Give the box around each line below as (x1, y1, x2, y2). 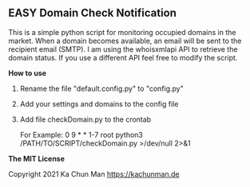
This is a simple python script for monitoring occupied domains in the (8, 27, 236, 37)
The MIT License (8, 154, 65, 163)
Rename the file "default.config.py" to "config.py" (19, 84, 184, 93)
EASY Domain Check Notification (8, 6, 177, 20)
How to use (8, 68, 46, 78)
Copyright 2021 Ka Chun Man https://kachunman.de (8, 169, 180, 178)
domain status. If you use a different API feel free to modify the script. (8, 53, 238, 62)
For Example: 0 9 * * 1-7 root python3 (19, 130, 144, 139)
